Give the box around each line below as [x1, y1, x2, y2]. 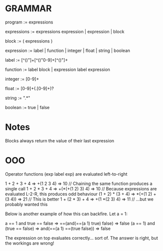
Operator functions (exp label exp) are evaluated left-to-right [5, 171, 128, 177]
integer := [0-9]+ [5, 76, 39, 82]
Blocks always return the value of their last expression [5, 137, 115, 143]
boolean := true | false [5, 104, 50, 110]
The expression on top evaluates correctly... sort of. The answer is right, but [5, 235, 158, 241]
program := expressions [5, 19, 53, 25]
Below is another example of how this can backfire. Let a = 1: [5, 211, 128, 217]
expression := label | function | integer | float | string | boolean [5, 47, 131, 53]
